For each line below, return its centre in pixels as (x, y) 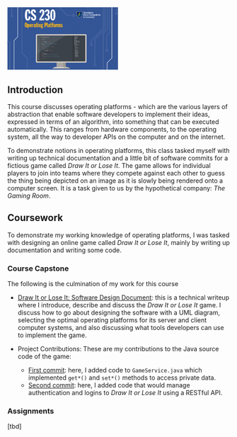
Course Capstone (38, 268)
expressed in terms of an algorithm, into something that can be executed (113, 122)
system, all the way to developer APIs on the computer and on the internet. (116, 137)
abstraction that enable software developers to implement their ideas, (109, 114)
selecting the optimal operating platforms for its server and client (112, 320)
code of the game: (45, 356)
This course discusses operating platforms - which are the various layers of (117, 107)
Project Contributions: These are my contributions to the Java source (118, 349)
